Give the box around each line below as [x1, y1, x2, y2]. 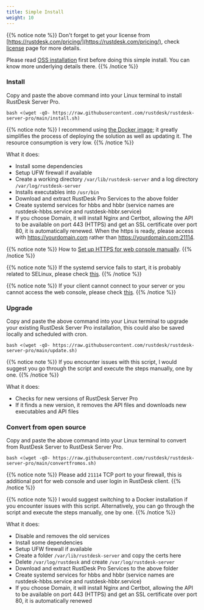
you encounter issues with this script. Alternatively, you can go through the [6, 502, 195, 509]
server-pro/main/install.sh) [6, 115, 80, 121]
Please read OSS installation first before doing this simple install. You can [6, 56, 190, 63]
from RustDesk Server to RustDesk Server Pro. [6, 443, 124, 451]
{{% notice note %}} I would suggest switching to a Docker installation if [6, 496, 188, 503]
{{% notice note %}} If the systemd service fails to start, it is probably [6, 263, 181, 271]
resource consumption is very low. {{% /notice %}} [6, 138, 134, 146]
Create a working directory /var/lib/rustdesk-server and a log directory [15, 175, 199, 183]
